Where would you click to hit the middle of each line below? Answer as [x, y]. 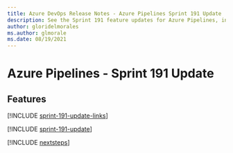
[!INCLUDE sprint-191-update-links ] [58, 116]
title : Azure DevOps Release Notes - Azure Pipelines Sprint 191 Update [114, 13]
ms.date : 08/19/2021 [37, 39]
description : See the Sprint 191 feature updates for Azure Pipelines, [113, 20]
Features [27, 99]
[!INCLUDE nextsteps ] [39, 143]
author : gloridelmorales [43, 26]
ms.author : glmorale [37, 33]
